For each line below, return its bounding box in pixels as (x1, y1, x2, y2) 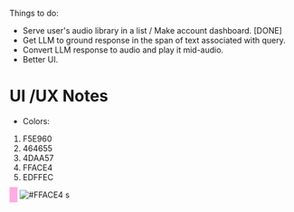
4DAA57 (22, 152, 54, 163)
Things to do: (9, 8, 59, 18)
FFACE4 (22, 162, 52, 173)
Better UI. (22, 54, 59, 64)
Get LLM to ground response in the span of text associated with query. (22, 35, 287, 45)
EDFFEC (22, 171, 54, 182)
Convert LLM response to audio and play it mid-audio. (22, 44, 224, 55)
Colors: (22, 115, 50, 126)
